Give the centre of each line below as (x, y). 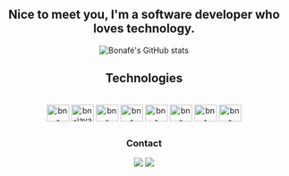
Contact (144, 144)
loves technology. (144, 29)
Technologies (144, 78)
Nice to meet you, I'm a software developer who (144, 15)
